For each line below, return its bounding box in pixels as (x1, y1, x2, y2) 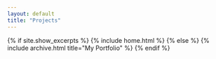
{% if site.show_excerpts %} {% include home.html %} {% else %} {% (7, 36, 210, 44)
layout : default (7, 10, 55, 18)
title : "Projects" (7, 17, 61, 24)
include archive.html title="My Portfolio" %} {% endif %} (7, 44, 170, 52)
